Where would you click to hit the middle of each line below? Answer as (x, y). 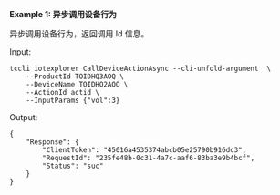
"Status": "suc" (73, 166)
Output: (24, 117)
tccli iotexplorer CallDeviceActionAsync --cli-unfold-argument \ (140, 68)
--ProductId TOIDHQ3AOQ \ (75, 77)
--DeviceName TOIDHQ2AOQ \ (77, 85)
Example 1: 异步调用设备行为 (63, 14)
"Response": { (52, 142)
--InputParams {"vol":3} (73, 100)
